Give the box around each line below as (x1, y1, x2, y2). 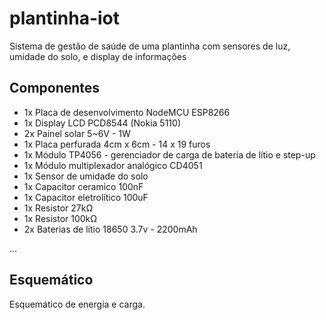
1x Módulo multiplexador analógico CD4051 (23, 159, 203, 171)
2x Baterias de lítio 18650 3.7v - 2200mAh (23, 223, 198, 235)
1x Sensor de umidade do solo (23, 170, 149, 182)
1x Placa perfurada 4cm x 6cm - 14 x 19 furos (23, 138, 211, 150)
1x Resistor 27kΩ (23, 202, 94, 214)
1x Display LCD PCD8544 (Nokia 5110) (23, 117, 181, 129)
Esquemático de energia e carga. (9, 298, 146, 310)
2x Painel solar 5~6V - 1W (23, 127, 131, 139)
